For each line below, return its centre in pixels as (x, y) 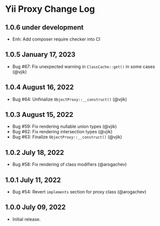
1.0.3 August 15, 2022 (39, 115)
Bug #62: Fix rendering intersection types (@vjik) (62, 132)
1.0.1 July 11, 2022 (33, 180)
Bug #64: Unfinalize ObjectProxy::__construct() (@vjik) (70, 99)
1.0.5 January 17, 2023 (40, 55)
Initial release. (26, 219)
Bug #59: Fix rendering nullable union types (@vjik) (64, 126)
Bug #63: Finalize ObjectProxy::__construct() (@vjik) (67, 137)
